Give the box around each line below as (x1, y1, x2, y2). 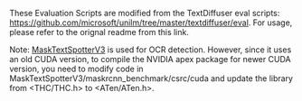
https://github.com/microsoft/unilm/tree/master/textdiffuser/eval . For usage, (9, 17, 293, 28)
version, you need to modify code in (9, 63, 144, 74)
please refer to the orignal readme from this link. (9, 27, 190, 37)
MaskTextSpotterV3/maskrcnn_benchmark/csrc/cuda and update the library (9, 73, 294, 84)
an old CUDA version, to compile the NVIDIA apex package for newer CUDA (9, 54, 291, 64)
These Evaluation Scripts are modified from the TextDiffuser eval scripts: (9, 8, 280, 18)
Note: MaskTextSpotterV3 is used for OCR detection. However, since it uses (9, 44, 292, 55)
